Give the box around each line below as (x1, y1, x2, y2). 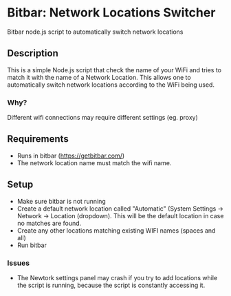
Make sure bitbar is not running (16, 197, 107, 205)
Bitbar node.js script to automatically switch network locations (7, 28, 184, 36)
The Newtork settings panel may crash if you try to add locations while (16, 273, 218, 282)
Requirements (7, 133, 69, 145)
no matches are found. (16, 219, 82, 227)
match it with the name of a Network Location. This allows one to (7, 73, 191, 81)
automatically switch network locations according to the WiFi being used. (7, 81, 215, 89)
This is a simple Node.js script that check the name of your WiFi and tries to (7, 65, 222, 74)
